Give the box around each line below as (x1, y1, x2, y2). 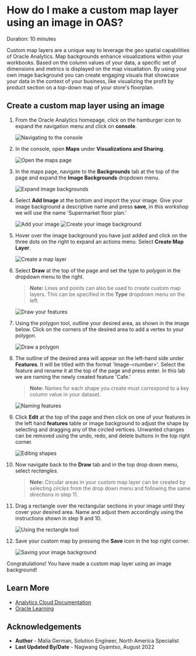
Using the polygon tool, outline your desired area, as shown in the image (15, 319, 190, 326)
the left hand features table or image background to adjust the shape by (15, 419, 189, 427)
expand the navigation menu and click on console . (15, 122, 137, 129)
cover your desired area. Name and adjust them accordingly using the (15, 508, 183, 515)
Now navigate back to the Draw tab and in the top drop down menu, (15, 461, 179, 468)
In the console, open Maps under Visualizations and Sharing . (15, 145, 165, 152)
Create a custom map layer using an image (6, 101, 165, 111)
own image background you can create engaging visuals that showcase (6, 71, 180, 78)
